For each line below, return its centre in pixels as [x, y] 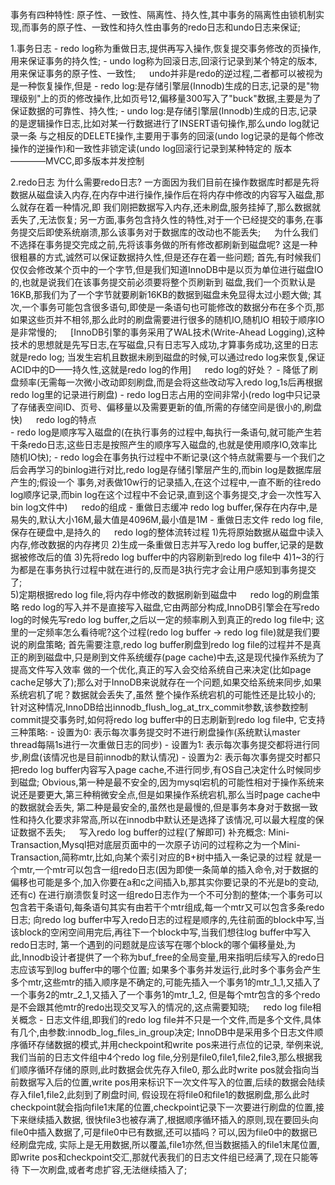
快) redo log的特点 [53, 419]
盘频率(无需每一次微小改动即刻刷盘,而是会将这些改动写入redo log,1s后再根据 [166, 382]
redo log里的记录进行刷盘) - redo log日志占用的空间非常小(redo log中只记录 [165, 394]
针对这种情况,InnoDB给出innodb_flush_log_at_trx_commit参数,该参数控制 [159, 707]
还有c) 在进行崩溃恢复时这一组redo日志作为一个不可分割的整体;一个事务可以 [166, 894]
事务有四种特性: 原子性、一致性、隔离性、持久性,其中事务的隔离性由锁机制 [163, 14]
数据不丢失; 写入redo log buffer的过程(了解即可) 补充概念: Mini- [154, 832]
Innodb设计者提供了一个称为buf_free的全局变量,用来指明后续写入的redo [169, 957]
